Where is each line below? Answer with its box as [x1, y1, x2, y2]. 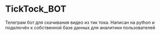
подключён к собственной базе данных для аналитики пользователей [5, 24, 156, 30]
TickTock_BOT [5, 3, 66, 15]
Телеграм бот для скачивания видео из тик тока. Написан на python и [5, 19, 155, 25]
